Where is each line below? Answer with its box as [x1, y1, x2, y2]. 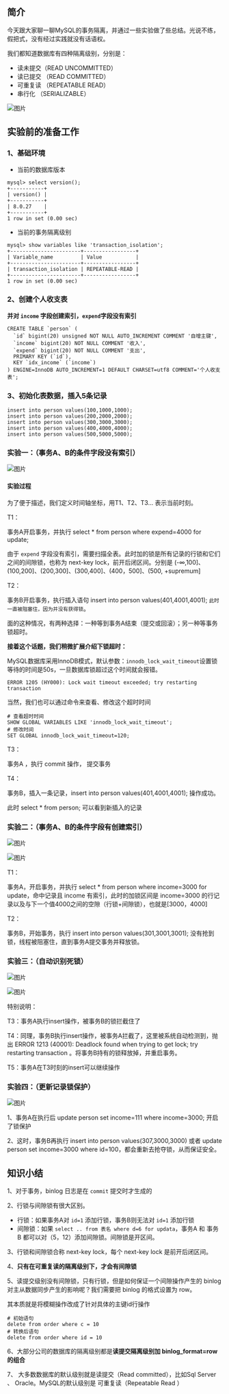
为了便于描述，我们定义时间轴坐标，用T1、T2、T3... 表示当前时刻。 [7, 498, 197, 506]
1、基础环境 [7, 148, 46, 158]
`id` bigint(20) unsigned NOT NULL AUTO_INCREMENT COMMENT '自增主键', [13, 332, 217, 340]
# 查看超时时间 [7, 713, 44, 720]
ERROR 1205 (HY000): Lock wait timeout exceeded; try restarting [7, 678, 197, 686]
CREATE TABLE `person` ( [7, 325, 78, 332]
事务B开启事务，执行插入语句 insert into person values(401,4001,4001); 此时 [7, 595, 220, 604]
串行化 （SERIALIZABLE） [16, 89, 90, 97]
